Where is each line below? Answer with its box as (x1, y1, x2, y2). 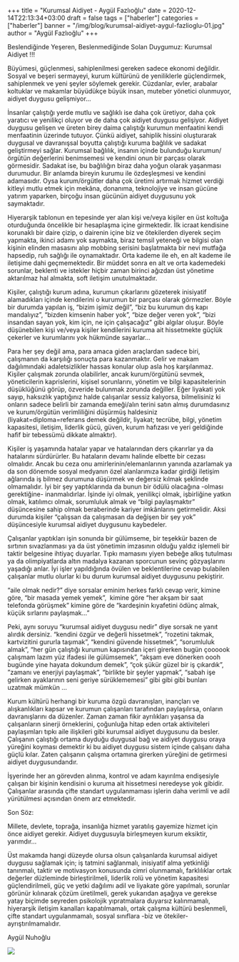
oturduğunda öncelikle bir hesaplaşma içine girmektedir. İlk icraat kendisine (7, 221, 229, 229)
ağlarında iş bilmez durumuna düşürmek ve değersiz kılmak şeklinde (7, 475, 209, 483)
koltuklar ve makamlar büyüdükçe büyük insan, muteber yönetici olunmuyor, (7, 87, 232, 95)
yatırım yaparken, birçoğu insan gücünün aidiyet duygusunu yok (7, 192, 196, 200)
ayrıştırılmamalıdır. (7, 919, 61, 928)
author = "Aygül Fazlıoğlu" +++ (7, 29, 98, 37)
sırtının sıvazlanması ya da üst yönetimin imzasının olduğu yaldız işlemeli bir (7, 542, 230, 550)
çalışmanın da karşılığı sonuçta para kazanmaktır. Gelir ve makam (7, 355, 200, 363)
